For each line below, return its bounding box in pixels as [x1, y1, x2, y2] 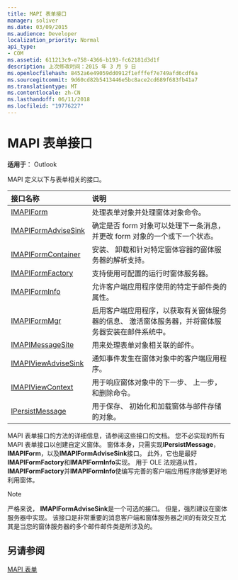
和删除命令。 [91, 387, 135, 397]
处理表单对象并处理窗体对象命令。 [91, 207, 205, 217]
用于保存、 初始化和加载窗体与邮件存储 [91, 401, 222, 411]
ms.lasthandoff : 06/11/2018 [7, 96, 91, 103]
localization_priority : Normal [7, 37, 100, 44]
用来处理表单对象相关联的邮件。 [91, 340, 198, 350]
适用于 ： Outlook [7, 160, 57, 169]
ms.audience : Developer [7, 30, 78, 38]
